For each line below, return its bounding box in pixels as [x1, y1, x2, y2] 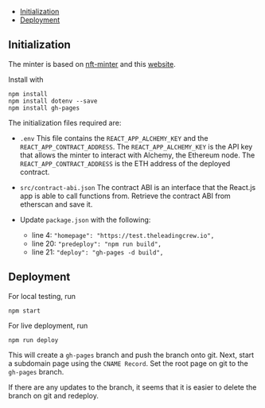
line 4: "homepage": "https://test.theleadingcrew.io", [31, 230, 215, 239]
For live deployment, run [8, 321, 88, 330]
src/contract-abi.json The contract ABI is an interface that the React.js [19, 182, 256, 192]
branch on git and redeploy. [8, 391, 99, 400]
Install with [8, 75, 44, 84]
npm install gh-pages [8, 103, 80, 112]
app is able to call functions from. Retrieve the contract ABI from [19, 191, 231, 200]
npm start [8, 306, 41, 315]
